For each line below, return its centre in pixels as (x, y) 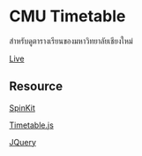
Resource (36, 86)
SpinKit (22, 107)
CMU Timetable (67, 16)
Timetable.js (32, 125)
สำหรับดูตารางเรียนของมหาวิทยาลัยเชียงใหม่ (71, 41)
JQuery (23, 142)
